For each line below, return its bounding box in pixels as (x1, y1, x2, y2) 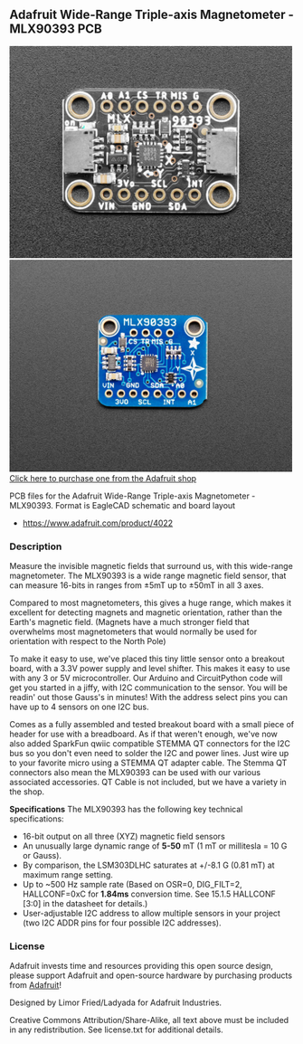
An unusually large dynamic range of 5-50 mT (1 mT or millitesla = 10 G (22, 840, 288, 851)
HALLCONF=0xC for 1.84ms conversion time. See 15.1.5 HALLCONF (22, 888, 276, 899)
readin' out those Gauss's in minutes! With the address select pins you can (9, 692, 288, 703)
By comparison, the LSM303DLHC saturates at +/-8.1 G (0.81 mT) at (22, 859, 275, 871)
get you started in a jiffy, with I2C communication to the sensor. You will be (9, 682, 288, 693)
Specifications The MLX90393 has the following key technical (9, 804, 243, 815)
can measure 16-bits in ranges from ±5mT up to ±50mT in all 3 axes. (9, 580, 264, 591)
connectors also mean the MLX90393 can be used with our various (9, 767, 260, 778)
